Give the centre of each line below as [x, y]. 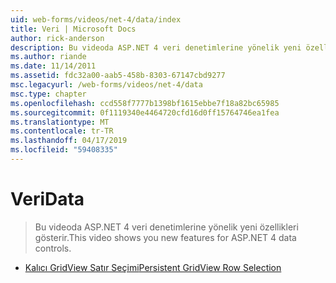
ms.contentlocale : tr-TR [62, 131]
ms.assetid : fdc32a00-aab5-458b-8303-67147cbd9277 [118, 76]
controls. [53, 248]
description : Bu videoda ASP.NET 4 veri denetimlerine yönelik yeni [156, 47]
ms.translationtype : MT [60, 122]
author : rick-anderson [57, 38]
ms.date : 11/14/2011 [53, 66]
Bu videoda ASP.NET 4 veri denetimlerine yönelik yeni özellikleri [166, 227]
